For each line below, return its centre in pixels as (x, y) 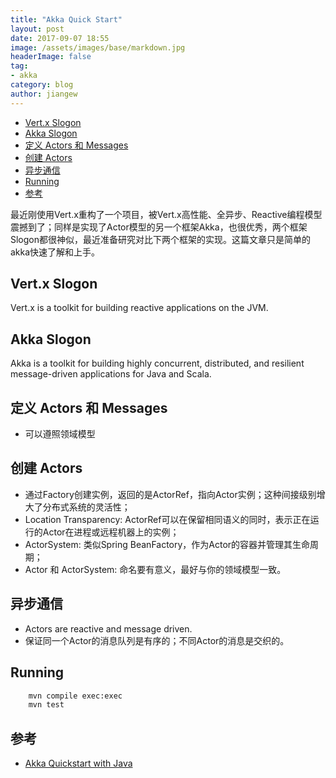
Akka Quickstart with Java (78, 763)
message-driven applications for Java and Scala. (111, 374)
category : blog (42, 85)
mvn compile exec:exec (75, 696)
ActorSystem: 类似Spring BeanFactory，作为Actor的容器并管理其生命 (167, 544)
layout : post (37, 29)
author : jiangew (44, 94)
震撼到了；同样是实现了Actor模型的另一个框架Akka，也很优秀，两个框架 (159, 227)
